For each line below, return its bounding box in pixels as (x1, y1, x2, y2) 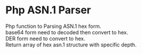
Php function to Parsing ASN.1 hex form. (5, 23, 101, 30)
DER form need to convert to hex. (5, 35, 86, 42)
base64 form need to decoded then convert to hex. (5, 28, 129, 35)
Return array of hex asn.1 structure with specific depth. (5, 41, 137, 48)
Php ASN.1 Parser (5, 3, 91, 17)
